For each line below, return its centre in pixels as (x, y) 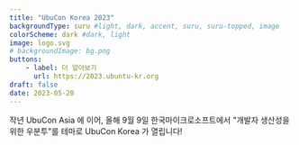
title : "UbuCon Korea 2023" (62, 18)
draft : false (34, 85)
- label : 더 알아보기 (61, 68)
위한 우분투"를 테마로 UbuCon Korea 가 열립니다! (96, 131)
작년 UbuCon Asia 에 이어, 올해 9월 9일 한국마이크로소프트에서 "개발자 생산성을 (149, 120)
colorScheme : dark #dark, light (70, 34)
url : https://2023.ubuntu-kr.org (96, 77)
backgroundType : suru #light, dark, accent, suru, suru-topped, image (145, 26)
